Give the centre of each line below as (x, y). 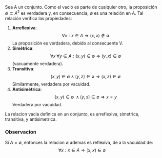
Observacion (21, 132)
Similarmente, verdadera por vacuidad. (51, 84)
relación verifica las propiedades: (39, 18)
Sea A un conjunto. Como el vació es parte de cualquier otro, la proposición (81, 7)
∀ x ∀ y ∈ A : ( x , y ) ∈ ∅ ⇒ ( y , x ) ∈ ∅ (85, 56)
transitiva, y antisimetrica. (31, 119)
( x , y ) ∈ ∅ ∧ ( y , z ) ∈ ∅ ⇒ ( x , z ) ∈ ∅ (86, 76)
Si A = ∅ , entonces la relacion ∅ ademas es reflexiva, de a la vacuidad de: (79, 142)
